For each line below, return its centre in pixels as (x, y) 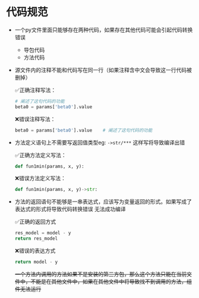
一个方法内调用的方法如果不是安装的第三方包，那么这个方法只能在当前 (101, 274)
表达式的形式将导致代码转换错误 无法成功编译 (70, 209)
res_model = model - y (43, 233)
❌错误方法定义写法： (40, 178)
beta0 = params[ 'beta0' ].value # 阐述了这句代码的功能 (83, 130)
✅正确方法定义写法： (40, 155)
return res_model (36, 239)
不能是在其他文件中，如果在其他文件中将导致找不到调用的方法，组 (111, 281)
